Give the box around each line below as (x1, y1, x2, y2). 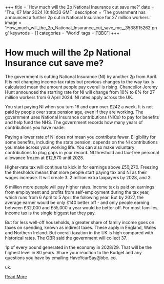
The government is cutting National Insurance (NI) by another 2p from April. (5, 73, 158, 80)
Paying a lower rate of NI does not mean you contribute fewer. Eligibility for (5, 134, 156, 140)
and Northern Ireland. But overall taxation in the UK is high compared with (5, 229, 154, 236)
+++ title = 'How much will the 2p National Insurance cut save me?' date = (5, 4, 155, 10)
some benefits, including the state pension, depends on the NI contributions (5, 139, 158, 145)
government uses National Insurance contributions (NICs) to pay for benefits (5, 114, 159, 120)
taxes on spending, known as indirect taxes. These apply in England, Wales (5, 224, 156, 230)
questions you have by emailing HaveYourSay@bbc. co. (5, 255, 117, 261)
